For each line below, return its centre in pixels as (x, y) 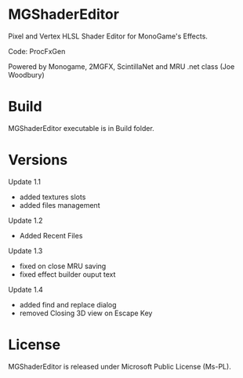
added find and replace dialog (68, 304)
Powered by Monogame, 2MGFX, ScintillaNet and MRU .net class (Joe (121, 66)
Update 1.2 (25, 220)
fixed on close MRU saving (63, 266)
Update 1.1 (25, 181)
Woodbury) (26, 75)
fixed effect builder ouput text (67, 274)
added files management (60, 205)
